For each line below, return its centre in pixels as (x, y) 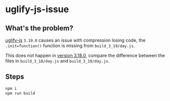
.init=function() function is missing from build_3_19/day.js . (70, 46)
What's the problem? (39, 28)
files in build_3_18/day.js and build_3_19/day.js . (58, 61)
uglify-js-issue (37, 9)
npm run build (20, 93)
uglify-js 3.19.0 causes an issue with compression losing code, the (76, 40)
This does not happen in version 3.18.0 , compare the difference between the (85, 55)
